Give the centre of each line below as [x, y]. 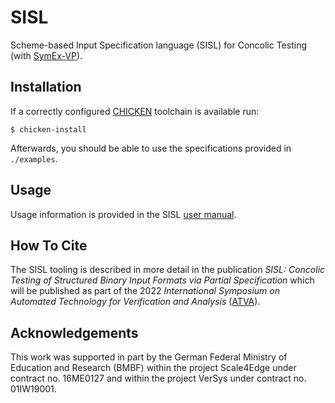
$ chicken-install [48, 129]
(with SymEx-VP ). [46, 55]
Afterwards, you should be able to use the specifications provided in [151, 148]
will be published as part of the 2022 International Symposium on [145, 291]
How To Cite [49, 245]
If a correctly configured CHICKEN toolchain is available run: [135, 111]
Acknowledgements [74, 332]
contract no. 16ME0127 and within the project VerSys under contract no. [158, 378]
